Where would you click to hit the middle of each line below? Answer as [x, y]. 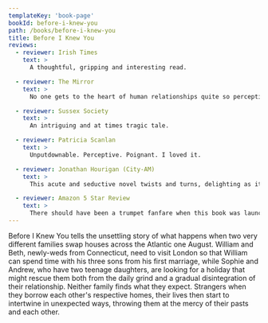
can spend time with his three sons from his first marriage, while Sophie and [134, 261]
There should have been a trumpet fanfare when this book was [135, 213]
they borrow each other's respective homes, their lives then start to [119, 294]
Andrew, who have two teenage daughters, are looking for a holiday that [127, 269]
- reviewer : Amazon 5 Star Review [73, 198]
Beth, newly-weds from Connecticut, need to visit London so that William [128, 252]
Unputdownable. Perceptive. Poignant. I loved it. [115, 155]
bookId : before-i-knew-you [53, 23]
